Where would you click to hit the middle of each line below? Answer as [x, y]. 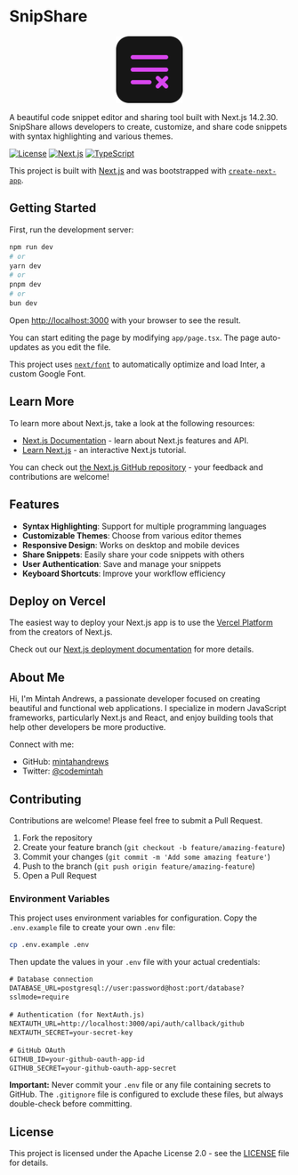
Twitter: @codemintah [63, 771]
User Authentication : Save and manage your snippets [121, 563]
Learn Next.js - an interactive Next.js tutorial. [104, 450]
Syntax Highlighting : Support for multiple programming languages [144, 526]
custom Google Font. [48, 373]
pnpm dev [25, 285]
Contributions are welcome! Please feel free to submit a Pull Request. [136, 820]
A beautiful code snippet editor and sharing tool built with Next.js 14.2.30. [144, 117]
